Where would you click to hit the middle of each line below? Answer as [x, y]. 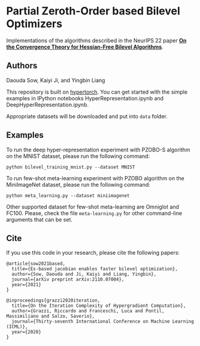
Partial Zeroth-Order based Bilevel [93, 11]
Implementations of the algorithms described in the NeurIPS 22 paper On [96, 40]
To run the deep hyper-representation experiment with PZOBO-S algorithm [98, 150]
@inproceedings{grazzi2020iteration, [53, 301]
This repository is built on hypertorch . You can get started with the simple [97, 92]
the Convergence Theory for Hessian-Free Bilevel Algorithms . [85, 47]
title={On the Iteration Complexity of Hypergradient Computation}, [99, 306]
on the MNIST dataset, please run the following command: [78, 156]
